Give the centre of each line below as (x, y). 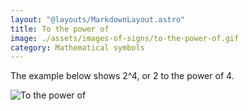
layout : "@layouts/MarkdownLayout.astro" (98, 19)
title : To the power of (60, 29)
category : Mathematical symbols (77, 47)
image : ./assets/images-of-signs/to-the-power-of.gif (125, 38)
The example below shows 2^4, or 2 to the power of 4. (122, 76)
